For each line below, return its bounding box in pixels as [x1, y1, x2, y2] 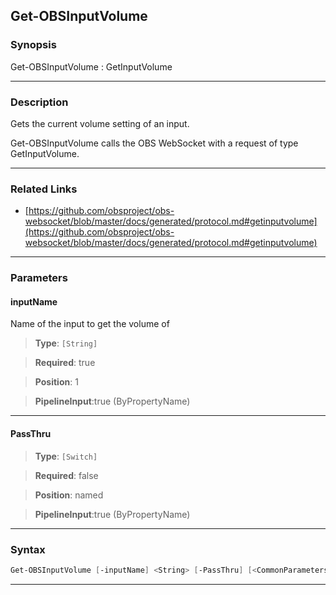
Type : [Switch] [34, 450, 98, 462]
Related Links [10, 182, 78, 196]
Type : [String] [34, 337, 98, 349]
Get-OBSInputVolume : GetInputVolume [10, 60, 173, 73]
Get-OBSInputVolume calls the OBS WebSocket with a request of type [10, 137, 299, 149]
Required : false [34, 469, 99, 481]
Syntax [10, 542, 46, 556]
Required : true [34, 357, 96, 369]
